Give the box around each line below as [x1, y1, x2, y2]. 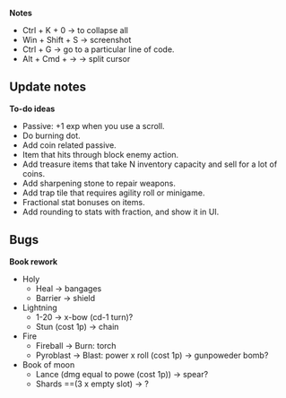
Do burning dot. [22, 130, 81, 141]
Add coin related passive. [22, 139, 117, 151]
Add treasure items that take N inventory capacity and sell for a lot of [22, 159, 278, 169]
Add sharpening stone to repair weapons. [22, 177, 177, 188]
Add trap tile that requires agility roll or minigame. [22, 187, 205, 198]
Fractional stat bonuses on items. [22, 196, 145, 207]
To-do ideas [9, 103, 56, 114]
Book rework [9, 255, 58, 267]
